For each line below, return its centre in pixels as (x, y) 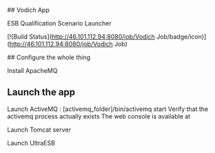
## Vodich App (28, 10)
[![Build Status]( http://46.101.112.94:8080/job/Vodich (81, 37)
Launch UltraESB (31, 143)
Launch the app (41, 92)
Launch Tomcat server (39, 130)
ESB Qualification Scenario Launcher (59, 23)
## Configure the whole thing (49, 57)
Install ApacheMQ (32, 71)
